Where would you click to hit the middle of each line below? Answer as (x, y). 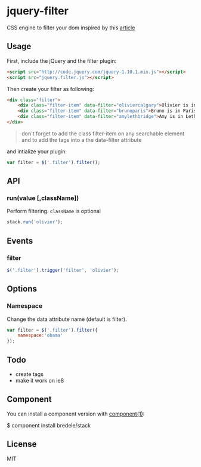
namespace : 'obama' (40, 336)
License (22, 444)
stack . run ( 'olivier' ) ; (35, 222)
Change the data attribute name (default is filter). (67, 319)
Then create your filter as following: (50, 89)
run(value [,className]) (43, 198)
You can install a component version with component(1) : (76, 414)
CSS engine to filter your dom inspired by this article (71, 28)
